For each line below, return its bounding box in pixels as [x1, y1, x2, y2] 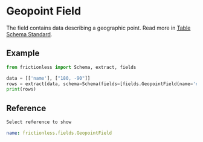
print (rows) [6, 86, 36, 92]
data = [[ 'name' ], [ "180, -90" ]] [6, 75, 91, 81]
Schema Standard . [6, 30, 53, 37]
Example [6, 48, 40, 59]
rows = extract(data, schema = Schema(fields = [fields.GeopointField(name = [6, 80, 193, 87]
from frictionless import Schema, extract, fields [6, 64, 137, 70]
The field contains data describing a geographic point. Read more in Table [6, 24, 191, 31]
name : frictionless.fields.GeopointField [6, 130, 112, 136]
